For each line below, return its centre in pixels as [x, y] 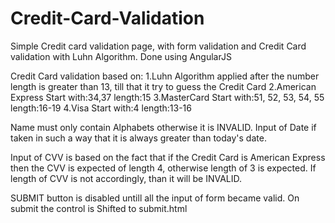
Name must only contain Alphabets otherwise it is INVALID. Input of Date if [163, 127]
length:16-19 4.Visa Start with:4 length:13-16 [101, 108]
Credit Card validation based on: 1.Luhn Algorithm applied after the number [165, 76]
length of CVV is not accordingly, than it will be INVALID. [126, 178]
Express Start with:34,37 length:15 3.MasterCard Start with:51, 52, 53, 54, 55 [167, 97]
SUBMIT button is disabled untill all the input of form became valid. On [155, 198]
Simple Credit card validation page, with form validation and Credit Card [158, 46]
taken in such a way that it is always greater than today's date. [138, 138]
